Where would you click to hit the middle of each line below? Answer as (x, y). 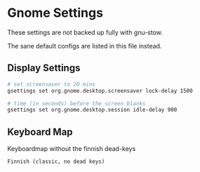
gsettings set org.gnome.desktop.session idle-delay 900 (92, 110)
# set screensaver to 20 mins (52, 84)
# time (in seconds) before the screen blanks (76, 103)
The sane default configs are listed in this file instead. (85, 46)
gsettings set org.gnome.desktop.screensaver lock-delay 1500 (100, 91)
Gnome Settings (55, 13)
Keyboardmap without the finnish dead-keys (72, 149)
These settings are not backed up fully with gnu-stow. (85, 32)
